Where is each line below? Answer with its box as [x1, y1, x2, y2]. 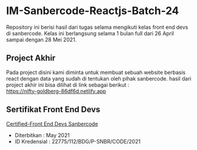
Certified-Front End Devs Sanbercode [6, 120, 99, 127]
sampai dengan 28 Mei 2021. [6, 36, 77, 43]
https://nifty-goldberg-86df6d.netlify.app [6, 87, 106, 95]
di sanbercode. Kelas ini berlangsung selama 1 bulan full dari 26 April [6, 29, 175, 36]
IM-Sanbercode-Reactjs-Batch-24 [6, 4, 179, 18]
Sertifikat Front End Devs [6, 105, 101, 115]
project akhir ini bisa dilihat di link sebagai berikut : [6, 81, 130, 88]
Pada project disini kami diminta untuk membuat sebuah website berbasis [6, 69, 186, 76]
